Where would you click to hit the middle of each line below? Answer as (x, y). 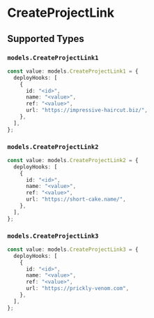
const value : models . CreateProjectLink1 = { (73, 71)
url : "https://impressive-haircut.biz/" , (87, 110)
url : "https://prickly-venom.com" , (77, 289)
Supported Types (46, 39)
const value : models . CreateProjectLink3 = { (73, 250)
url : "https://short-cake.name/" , (76, 200)
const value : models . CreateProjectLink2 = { (73, 160)
